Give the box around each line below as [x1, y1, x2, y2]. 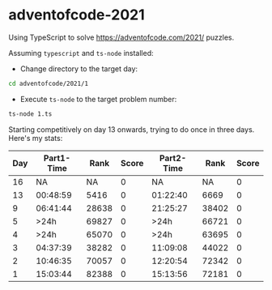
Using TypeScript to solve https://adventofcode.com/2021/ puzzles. [8, 32, 235, 42]
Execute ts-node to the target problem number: [19, 94, 177, 104]
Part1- [43, 152, 71, 164]
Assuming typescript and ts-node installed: [8, 48, 154, 58]
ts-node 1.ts [8, 109, 53, 118]
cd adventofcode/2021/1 [8, 79, 89, 87]
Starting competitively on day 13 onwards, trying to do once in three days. [8, 124, 255, 134]
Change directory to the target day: [19, 63, 138, 74]
